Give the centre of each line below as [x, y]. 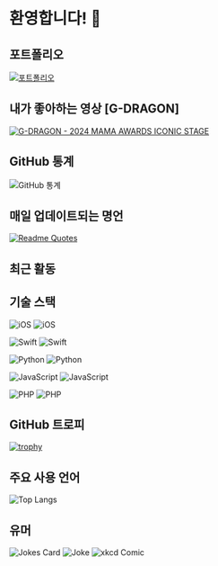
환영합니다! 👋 [55, 18]
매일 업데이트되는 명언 [66, 216]
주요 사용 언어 [45, 477]
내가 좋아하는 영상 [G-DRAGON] [94, 109]
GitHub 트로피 [47, 425]
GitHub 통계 [42, 162]
